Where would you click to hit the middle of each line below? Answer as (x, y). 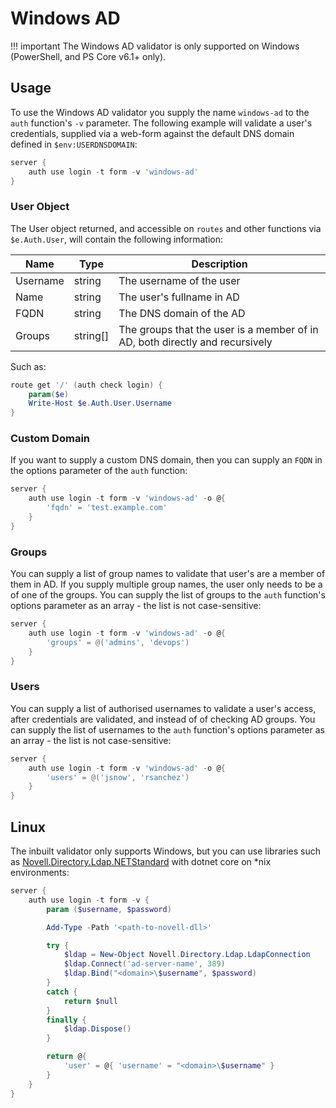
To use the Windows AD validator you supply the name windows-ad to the (160, 112)
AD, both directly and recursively (195, 342)
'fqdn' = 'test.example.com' (107, 508)
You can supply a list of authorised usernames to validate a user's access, (163, 708)
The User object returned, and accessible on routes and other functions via (166, 228)
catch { (62, 992)
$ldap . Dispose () (97, 1029)
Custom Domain (50, 439)
